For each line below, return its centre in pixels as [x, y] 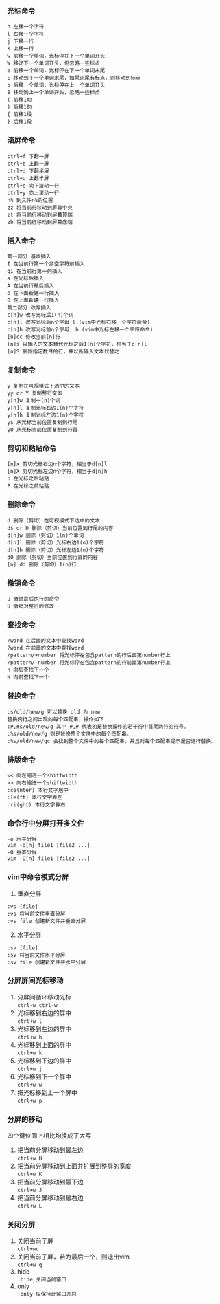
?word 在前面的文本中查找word [46, 648]
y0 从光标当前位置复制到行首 [42, 430]
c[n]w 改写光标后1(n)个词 [40, 315]
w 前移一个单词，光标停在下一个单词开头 [56, 56]
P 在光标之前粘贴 [28, 486]
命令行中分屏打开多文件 [46, 823]
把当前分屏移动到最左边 [50, 1150]
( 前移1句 [20, 100]
